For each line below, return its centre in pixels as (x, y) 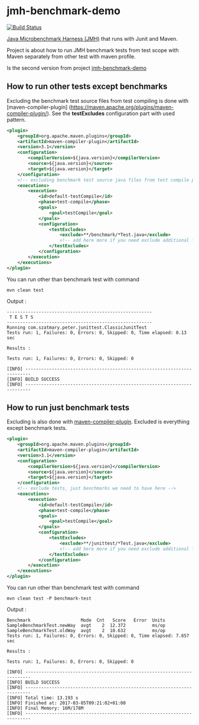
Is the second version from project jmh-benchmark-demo (77, 68)
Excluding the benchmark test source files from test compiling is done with (98, 101)
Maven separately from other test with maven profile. (71, 56)
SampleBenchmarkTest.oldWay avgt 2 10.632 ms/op (86, 631)
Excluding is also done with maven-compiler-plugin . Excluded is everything (98, 422)
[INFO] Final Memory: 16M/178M (45, 708)
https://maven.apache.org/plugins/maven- (122, 107)
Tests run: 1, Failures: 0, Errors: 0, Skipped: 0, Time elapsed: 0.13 (97, 332)
